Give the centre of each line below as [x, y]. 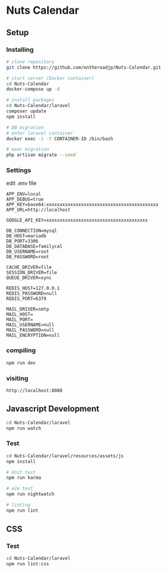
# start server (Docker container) [50, 78]
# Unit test [21, 472]
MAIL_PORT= [20, 320]
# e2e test [20, 489]
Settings [19, 170]
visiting [17, 378]
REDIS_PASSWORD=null [32, 293]
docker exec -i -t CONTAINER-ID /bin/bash [60, 139]
